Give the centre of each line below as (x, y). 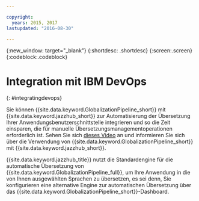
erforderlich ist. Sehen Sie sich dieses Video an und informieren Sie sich (96, 135)
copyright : (20, 17)
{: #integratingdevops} (34, 98)
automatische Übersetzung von (45, 166)
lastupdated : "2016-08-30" (40, 28)
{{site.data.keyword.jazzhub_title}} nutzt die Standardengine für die (90, 159)
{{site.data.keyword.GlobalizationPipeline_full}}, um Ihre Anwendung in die (98, 173)
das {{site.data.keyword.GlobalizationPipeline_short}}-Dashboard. (88, 192)
